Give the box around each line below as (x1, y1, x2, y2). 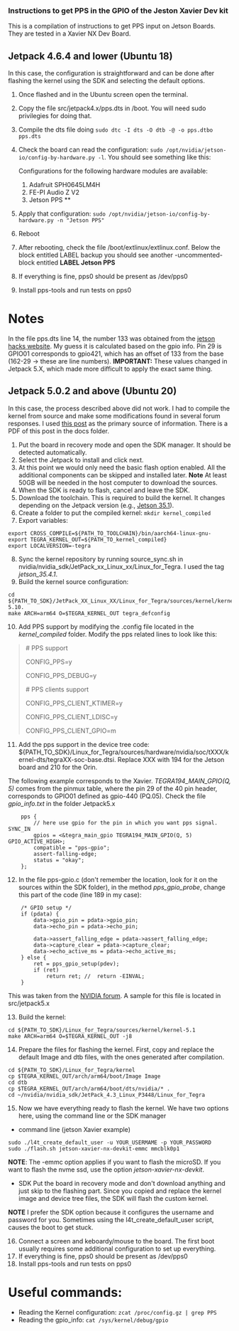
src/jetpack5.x (8, 999, 50, 1007)
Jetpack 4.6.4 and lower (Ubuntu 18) (8, 50, 173, 62)
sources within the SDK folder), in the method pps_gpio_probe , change (18, 883, 226, 891)
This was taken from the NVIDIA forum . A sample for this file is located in (8, 991, 221, 999)
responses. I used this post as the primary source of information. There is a (8, 419, 228, 428)
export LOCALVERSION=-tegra (8, 542, 91, 549)
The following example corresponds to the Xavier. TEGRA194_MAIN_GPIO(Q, (8, 776, 231, 785)
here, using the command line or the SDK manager (18, 1111, 167, 1120)
